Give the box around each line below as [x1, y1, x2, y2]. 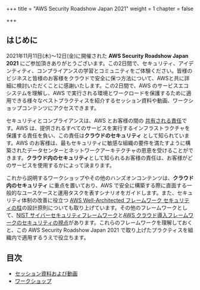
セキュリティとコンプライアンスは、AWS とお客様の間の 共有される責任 [6, 117, 182, 124]
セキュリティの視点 [21, 219, 69, 226]
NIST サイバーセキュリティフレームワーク [16, 211, 118, 219]
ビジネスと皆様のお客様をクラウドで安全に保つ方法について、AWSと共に [6, 74, 185, 82]
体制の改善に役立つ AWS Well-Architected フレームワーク [21, 197, 162, 204]
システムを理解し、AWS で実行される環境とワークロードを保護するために [6, 89, 186, 96]
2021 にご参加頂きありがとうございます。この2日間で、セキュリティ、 [6, 60, 179, 67]
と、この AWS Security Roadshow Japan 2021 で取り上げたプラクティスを [6, 226, 189, 233]
